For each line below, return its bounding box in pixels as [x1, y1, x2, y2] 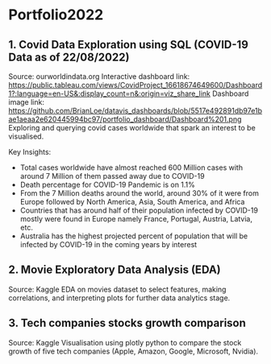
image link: [8, 97, 44, 106]
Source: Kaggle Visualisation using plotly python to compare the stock [8, 337, 242, 347]
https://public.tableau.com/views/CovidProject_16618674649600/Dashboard [8, 81, 263, 89]
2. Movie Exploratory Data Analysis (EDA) [8, 263, 222, 277]
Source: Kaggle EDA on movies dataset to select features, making [8, 284, 227, 294]
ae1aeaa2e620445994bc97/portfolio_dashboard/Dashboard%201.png [8, 114, 242, 124]
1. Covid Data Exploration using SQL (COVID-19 [8, 38, 248, 52]
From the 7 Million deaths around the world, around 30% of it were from [19, 188, 260, 198]
